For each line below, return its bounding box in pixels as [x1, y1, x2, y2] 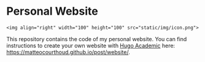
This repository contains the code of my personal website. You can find [6, 35, 187, 42]
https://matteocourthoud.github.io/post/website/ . [6, 48, 130, 56]
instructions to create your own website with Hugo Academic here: [6, 42, 176, 49]
